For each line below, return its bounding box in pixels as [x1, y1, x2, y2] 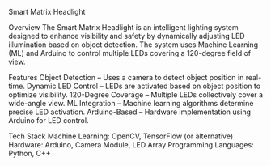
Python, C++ [8, 149, 51, 158]
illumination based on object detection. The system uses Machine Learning [8, 40, 259, 49]
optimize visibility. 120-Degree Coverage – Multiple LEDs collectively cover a [8, 90, 264, 100]
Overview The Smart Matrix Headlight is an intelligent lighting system [8, 23, 239, 32]
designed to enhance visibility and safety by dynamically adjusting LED [8, 32, 245, 40]
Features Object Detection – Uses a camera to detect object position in [8, 73, 244, 82]
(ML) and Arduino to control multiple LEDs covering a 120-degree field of [8, 49, 252, 57]
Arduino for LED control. [8, 116, 89, 125]
